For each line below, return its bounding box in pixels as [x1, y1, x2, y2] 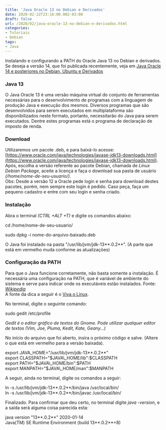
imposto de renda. [5, 123, 43, 129]
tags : [5, 40, 16, 45]
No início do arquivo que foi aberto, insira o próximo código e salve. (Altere [5, 334, 159, 340]
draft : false [5, 16, 32, 21]
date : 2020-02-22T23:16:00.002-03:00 [5, 12, 83, 17]
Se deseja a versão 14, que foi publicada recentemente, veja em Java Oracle [5, 63, 161, 69]
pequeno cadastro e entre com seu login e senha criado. [5, 189, 121, 195]
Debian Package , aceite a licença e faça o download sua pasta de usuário [5, 168, 157, 174]
